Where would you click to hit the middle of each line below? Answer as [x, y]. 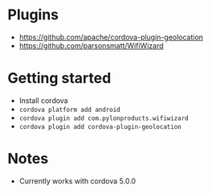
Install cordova [44, 100]
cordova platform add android [70, 109]
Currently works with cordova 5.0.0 [77, 181]
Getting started [59, 78]
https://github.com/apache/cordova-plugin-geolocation [111, 37]
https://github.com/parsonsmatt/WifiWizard [91, 45]
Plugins [33, 15]
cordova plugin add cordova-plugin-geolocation [100, 126]
